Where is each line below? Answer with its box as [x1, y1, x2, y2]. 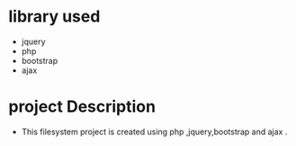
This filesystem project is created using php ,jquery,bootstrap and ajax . [21, 126, 288, 137]
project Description [8, 96, 157, 117]
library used [8, 6, 101, 27]
